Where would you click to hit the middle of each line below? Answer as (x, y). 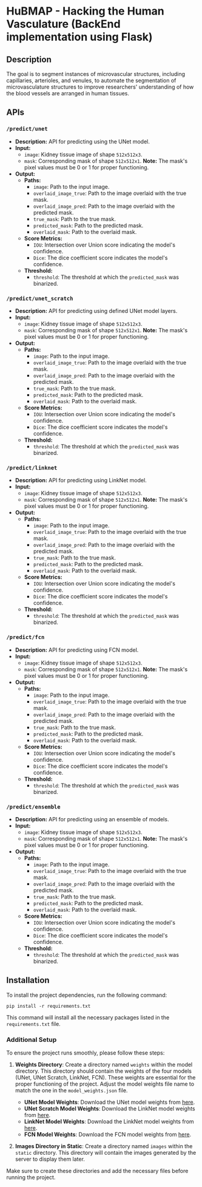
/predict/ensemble (33, 807)
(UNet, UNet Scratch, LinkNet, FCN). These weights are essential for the (105, 1077)
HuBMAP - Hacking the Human (86, 11)
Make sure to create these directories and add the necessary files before (97, 1171)
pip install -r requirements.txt (49, 1006)
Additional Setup (32, 1039)
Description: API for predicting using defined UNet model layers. (96, 310)
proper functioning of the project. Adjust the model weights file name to (105, 1084)
